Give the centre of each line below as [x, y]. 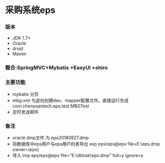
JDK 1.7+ [21, 38]
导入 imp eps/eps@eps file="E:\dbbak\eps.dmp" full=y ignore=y [78, 155]
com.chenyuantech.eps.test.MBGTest [51, 106]
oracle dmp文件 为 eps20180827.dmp [51, 138]
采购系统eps [30, 10]
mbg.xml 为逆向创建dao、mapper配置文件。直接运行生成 [70, 100]
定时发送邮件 [25, 112]
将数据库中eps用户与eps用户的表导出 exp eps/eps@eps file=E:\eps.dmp [86, 144]
